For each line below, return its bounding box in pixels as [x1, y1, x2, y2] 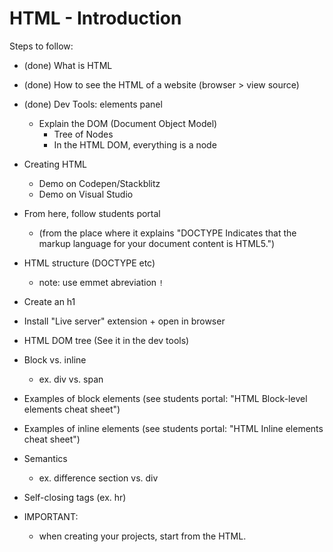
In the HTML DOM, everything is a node [53, 138, 217, 151]
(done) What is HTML [23, 59, 113, 71]
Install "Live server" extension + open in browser [23, 315, 226, 327]
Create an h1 [23, 295, 76, 307]
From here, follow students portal [23, 207, 161, 219]
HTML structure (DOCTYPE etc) [23, 257, 156, 269]
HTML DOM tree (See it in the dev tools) [23, 334, 190, 346]
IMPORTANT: [23, 510, 79, 522]
